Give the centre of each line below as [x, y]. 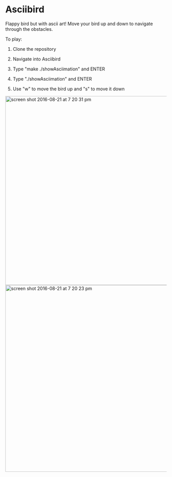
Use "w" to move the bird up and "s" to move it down [69, 89]
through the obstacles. [29, 29]
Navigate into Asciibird [37, 59]
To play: [14, 39]
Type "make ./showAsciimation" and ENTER [59, 69]
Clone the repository [34, 49]
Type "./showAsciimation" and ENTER [52, 79]
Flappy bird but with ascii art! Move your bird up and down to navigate [79, 24]
